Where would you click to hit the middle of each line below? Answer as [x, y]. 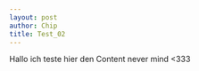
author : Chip [33, 26]
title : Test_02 [37, 34]
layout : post [33, 17]
